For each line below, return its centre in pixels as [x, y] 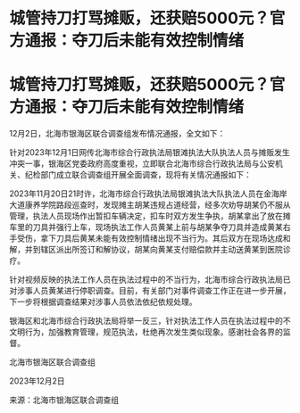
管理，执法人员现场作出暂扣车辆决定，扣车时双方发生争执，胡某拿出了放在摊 [150, 216]
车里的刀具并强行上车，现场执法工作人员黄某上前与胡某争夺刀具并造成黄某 [146, 227]
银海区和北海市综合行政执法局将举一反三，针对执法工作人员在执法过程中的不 [150, 321]
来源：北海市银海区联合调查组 [64, 400]
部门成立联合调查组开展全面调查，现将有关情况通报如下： [146, 175]
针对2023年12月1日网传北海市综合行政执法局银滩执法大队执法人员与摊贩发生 [150, 153]
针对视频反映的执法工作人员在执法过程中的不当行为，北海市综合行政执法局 [146, 280]
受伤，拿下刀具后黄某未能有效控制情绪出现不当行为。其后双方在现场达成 [150, 238]
